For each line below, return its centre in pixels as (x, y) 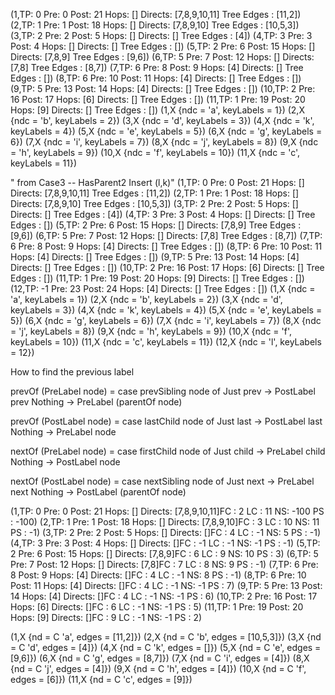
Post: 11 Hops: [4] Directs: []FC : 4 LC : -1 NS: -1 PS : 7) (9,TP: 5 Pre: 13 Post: (166, 585)
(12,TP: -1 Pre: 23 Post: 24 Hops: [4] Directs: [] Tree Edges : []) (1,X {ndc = (163, 288)
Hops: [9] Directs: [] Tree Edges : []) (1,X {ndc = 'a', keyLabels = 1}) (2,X (157, 110)
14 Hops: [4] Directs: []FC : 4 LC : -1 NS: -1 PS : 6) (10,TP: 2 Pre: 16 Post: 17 (164, 596)
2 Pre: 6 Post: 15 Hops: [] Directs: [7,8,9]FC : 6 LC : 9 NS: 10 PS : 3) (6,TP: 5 (164, 553)
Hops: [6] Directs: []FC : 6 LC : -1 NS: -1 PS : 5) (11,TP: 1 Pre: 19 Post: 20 (157, 607)
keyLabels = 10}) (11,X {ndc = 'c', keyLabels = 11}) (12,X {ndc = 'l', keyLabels (166, 342)
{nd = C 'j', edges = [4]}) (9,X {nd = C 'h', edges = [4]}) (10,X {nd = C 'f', (158, 668)
